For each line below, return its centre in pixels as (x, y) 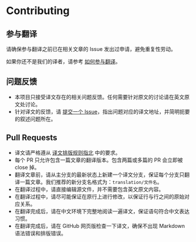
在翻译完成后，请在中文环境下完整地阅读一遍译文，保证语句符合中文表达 (102, 211)
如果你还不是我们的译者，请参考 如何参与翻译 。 (63, 62)
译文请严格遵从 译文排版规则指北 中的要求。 (67, 152)
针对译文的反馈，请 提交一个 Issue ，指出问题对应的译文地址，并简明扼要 (102, 111)
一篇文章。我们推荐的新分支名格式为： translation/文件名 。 (91, 182)
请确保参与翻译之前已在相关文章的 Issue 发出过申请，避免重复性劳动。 (91, 49)
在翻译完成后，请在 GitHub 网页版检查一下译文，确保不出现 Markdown (100, 226)
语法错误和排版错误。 (40, 233)
